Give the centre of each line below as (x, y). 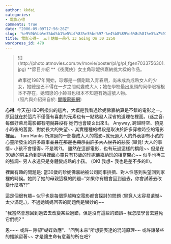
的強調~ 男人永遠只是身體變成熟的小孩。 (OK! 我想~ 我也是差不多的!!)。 (80, 161)
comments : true (21, 24)
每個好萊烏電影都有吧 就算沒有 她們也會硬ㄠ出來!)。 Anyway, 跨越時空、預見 (84, 123)
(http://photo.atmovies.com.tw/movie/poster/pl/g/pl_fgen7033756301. (91, 63)
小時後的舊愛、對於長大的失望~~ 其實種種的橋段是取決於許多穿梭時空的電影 (85, 129)
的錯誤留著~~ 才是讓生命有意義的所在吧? (48, 236)
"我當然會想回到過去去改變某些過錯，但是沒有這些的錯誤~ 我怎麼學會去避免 (84, 213)
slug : (11, 34)
